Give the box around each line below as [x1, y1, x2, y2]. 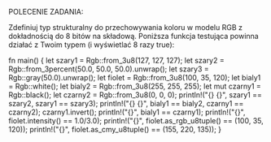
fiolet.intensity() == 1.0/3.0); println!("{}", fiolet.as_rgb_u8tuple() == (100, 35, [8, 116, 264, 125]
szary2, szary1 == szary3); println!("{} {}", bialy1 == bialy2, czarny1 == [8, 99, 244, 108]
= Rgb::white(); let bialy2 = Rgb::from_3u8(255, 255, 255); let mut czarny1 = [8, 81, 262, 91]
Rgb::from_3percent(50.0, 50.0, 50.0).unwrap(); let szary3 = [8, 64, 209, 74]
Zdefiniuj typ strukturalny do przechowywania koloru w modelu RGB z [8, 23, 243, 32]
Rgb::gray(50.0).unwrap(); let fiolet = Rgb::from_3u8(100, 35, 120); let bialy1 [8, 73, 261, 82]
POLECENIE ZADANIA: [8, 7, 84, 16]
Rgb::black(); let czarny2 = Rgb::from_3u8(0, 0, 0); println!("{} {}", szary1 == [8, 90, 262, 100]
